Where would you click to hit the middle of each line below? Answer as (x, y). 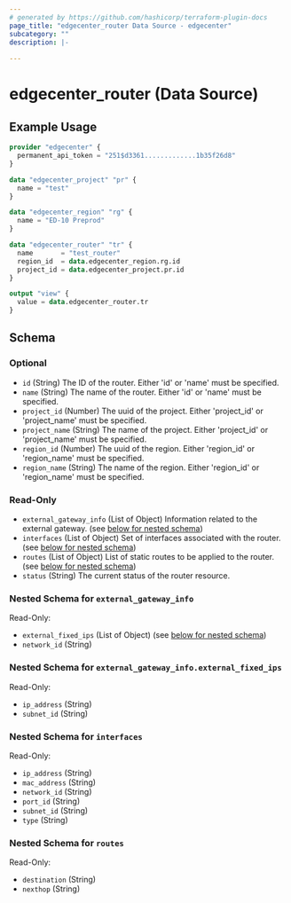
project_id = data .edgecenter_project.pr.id (101, 270)
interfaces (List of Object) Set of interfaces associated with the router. (151, 538)
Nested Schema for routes (67, 843)
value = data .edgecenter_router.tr (83, 302)
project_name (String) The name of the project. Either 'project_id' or (145, 429)
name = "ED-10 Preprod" (61, 221)
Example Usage (53, 126)
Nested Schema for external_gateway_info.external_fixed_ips (145, 668)
